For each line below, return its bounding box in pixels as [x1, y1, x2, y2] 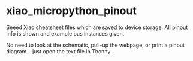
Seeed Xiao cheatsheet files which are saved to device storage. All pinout [6, 24, 188, 31]
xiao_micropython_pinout [6, 4, 137, 18]
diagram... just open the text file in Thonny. [6, 47, 112, 54]
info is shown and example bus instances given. [6, 30, 125, 37]
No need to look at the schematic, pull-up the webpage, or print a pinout [6, 41, 185, 49]
